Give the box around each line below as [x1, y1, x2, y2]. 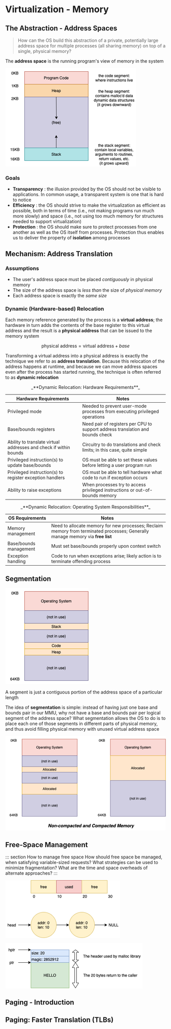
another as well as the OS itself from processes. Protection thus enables [12, 229, 164, 235]
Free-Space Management [5, 840, 88, 849]
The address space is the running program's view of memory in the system [5, 58, 164, 64]
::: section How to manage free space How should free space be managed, [5, 854, 163, 860]
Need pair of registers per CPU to [82, 421, 152, 427]
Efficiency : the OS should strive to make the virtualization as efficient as [12, 202, 166, 208]
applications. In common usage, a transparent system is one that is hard [12, 191, 164, 198]
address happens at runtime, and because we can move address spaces [5, 364, 158, 370]
